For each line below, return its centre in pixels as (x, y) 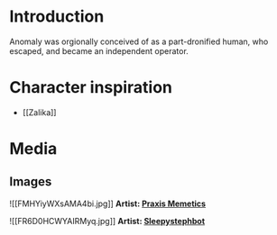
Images (31, 182)
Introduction (57, 17)
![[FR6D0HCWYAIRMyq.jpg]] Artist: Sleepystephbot (107, 221)
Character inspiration (91, 88)
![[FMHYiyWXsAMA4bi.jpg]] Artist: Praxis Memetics (107, 203)
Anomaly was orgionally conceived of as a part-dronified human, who (139, 41)
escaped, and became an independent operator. (99, 50)
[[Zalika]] (39, 112)
